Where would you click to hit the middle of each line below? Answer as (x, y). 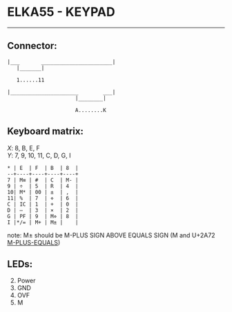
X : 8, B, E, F (23, 148)
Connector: (32, 46)
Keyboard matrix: (46, 131)
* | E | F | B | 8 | (43, 168)
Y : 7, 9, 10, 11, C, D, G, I (39, 155)
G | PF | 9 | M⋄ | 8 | (43, 216)
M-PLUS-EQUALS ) (34, 242)
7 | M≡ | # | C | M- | (43, 180)
